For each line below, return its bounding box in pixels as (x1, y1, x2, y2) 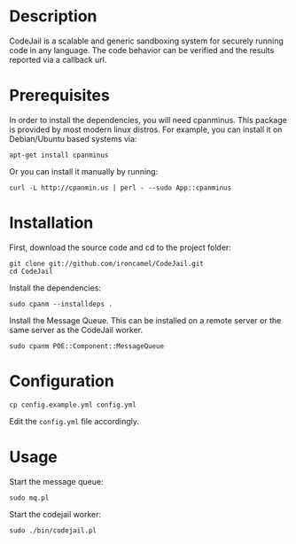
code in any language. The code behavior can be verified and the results (9, 44, 275, 55)
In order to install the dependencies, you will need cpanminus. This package (9, 114, 288, 125)
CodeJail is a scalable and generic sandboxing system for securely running (9, 35, 284, 46)
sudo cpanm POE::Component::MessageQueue (9, 341, 165, 351)
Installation (9, 213, 94, 233)
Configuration (9, 371, 115, 391)
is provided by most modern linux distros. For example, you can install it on (9, 124, 283, 135)
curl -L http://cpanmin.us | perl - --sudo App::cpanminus (9, 183, 232, 192)
